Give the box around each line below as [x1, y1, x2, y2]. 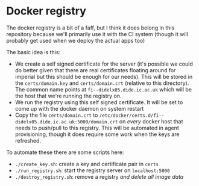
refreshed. [14, 137, 41, 144]
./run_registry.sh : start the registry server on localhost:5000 [14, 167, 170, 174]
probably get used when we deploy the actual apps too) [6, 37, 145, 44]
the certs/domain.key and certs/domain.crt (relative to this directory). [14, 79, 189, 87]
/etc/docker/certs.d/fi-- [99, 113, 165, 119]
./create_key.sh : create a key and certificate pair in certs [14, 160, 159, 167]
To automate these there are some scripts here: [6, 149, 124, 156]
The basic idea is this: [6, 48, 61, 55]
